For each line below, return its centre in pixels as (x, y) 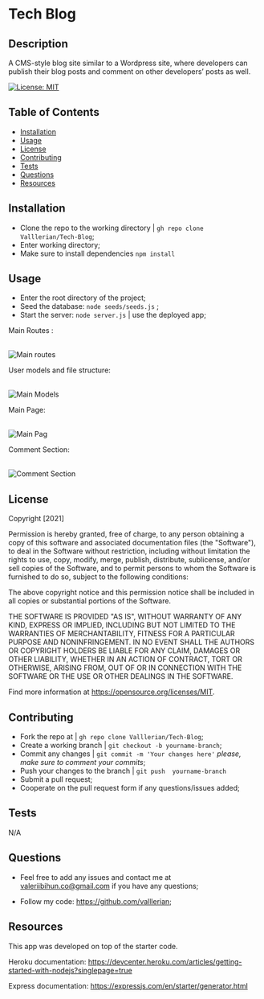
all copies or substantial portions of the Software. (89, 601)
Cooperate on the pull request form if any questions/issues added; (130, 788)
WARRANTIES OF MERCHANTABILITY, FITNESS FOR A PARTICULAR (122, 634)
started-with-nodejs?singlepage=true (70, 970)
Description (38, 44)
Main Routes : (31, 331)
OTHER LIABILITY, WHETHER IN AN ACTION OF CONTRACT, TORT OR (125, 660)
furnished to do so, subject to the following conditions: (98, 577)
